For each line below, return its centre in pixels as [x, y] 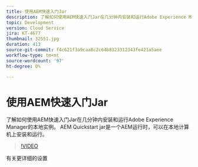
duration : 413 [24, 45]
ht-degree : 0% [24, 66]
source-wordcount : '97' [35, 61]
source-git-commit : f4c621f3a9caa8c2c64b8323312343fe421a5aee [84, 50]
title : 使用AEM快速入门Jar [37, 11]
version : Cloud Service [35, 28]
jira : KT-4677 [24, 34]
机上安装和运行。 [27, 134]
